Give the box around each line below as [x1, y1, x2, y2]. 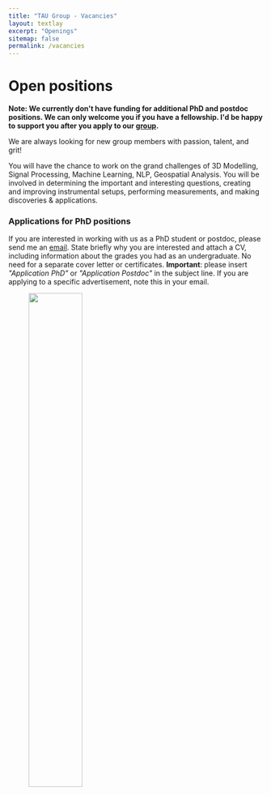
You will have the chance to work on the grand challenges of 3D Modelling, [8, 161, 259, 171]
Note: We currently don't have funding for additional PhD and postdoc [8, 104, 248, 113]
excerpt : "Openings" [8, 27, 78, 35]
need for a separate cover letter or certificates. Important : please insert [8, 260, 248, 270]
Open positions [8, 77, 113, 96]
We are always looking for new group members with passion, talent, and [8, 137, 249, 147]
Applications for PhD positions [8, 216, 131, 227]
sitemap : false [8, 34, 60, 43]
